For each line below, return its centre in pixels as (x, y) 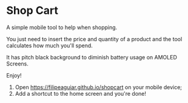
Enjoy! (14, 75)
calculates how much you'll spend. (49, 45)
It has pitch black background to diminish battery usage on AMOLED (92, 57)
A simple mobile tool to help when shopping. (62, 27)
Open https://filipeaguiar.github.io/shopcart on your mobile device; (99, 87)
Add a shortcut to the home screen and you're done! (81, 93)
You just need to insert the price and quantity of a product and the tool (94, 39)
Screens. (18, 64)
